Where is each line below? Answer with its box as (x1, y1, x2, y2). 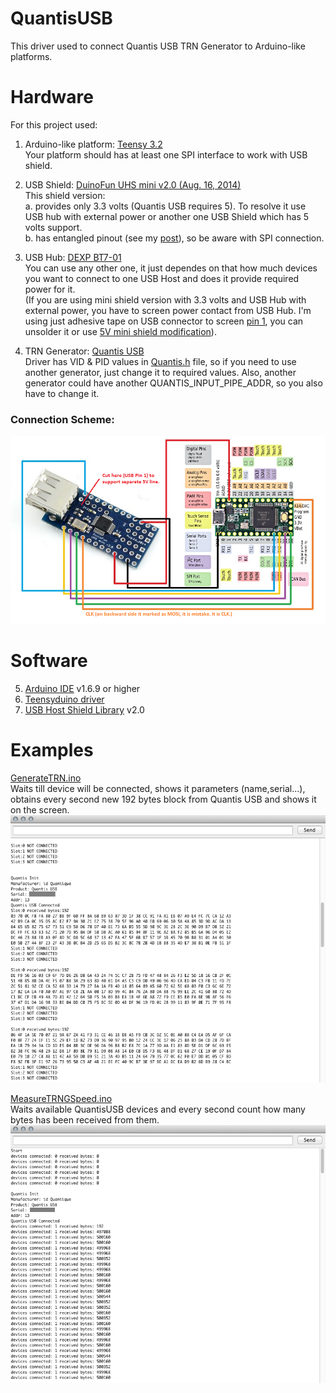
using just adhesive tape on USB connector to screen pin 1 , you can (24, 315, 304, 327)
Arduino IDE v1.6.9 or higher (24, 683, 141, 695)
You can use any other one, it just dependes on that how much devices (24, 262, 318, 274)
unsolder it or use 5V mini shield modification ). (24, 325, 217, 337)
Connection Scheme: (10, 412, 115, 426)
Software (10, 650, 88, 672)
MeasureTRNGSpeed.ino (10, 1093, 113, 1105)
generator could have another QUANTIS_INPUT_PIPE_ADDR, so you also (24, 377, 323, 389)
